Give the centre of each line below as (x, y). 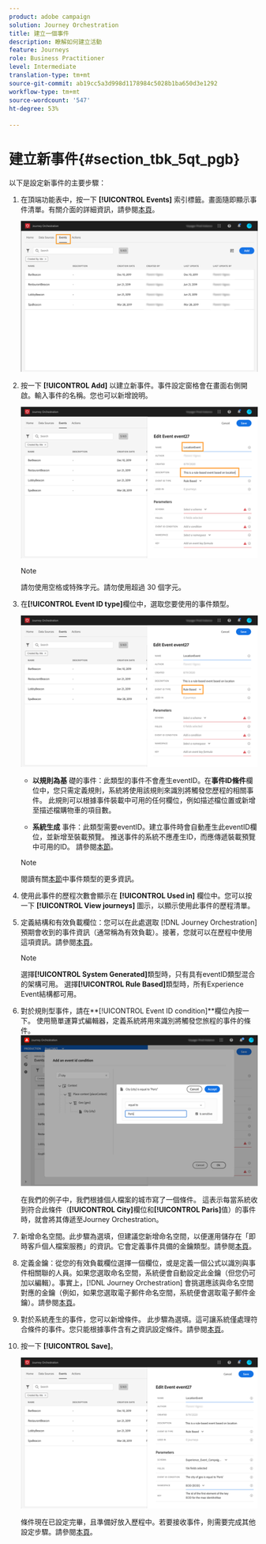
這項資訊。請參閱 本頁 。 (58, 942)
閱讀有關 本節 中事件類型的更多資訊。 (79, 879)
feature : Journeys (39, 50)
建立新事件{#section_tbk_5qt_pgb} (124, 159)
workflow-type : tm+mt (45, 92)
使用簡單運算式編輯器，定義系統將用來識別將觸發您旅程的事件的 (140, 1020)
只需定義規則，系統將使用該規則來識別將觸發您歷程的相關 (153, 790)
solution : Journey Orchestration (64, 25)
